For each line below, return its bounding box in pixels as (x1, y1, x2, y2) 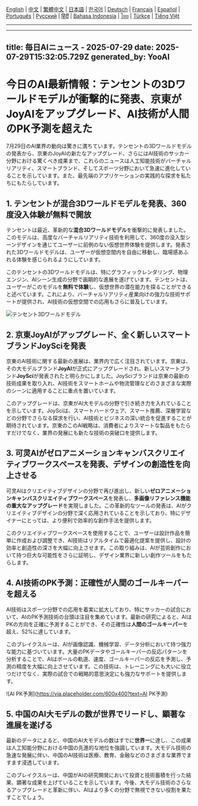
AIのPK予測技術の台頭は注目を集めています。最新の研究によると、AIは (21, 613, 192, 620)
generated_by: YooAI (91, 52, 170, 62)
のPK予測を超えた (6, 122, 93, 135)
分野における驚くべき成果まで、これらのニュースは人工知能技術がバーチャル (6, 157, 192, 164)
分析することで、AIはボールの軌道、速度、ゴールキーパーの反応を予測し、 (6, 655, 187, 662)
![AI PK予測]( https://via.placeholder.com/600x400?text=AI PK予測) (6, 690, 168, 697)
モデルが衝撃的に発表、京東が (37, 92, 182, 106)
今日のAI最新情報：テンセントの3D (6, 77, 176, 91)
